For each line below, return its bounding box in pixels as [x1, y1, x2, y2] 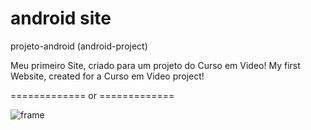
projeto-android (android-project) [10, 40, 148, 52]
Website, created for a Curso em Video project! [10, 70, 205, 82]
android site [10, 7, 112, 30]
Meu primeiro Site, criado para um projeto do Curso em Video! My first [10, 59, 301, 71]
